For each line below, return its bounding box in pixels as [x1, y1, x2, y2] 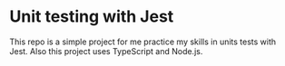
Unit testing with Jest [9, 6, 174, 27]
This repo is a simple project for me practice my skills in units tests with [9, 36, 277, 47]
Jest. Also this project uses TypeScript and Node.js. [9, 45, 203, 56]
